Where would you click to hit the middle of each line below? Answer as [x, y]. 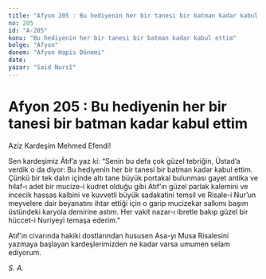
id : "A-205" [28, 30]
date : [17, 60]
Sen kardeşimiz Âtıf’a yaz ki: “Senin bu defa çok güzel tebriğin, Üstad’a [124, 161]
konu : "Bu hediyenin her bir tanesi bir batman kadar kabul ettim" [123, 38]
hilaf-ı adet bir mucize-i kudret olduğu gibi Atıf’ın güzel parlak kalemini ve [128, 186]
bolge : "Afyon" [33, 45]
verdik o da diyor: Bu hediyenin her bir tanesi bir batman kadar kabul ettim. [131, 169]
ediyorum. [25, 252]
